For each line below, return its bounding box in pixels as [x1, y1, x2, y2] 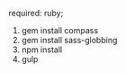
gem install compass [21, 25, 99, 35]
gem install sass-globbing [21, 35, 118, 45]
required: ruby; [8, 8, 64, 18]
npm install [21, 44, 63, 55]
